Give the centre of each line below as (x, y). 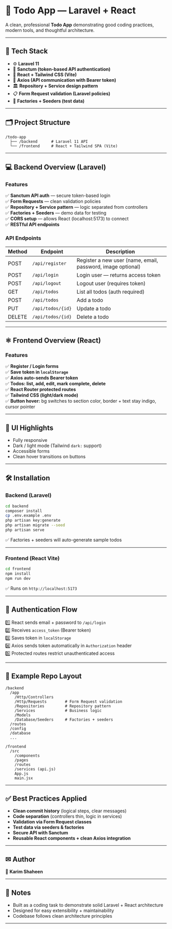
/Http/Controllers (34, 697)
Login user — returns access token (119, 275)
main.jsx (24, 778)
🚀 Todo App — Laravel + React (71, 11)
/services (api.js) (35, 769)
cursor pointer (20, 407)
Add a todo (90, 300)
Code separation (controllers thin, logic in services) (67, 816)
